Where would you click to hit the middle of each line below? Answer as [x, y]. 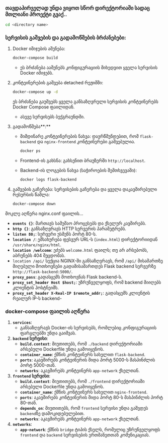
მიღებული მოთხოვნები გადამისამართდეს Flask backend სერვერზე [84, 266]
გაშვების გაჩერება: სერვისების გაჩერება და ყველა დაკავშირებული [85, 189]
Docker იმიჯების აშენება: [39, 49]
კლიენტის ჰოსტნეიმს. [36, 288]
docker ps [30, 151]
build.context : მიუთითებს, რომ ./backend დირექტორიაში [81, 344]
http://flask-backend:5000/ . [43, 271]
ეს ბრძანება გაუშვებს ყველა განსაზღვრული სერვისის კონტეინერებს [85, 102]
